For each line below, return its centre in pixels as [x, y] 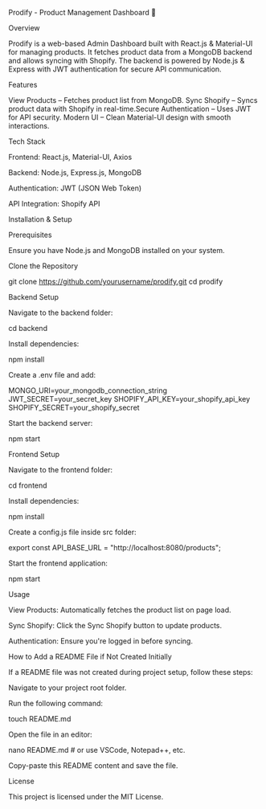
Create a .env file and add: [52, 375]
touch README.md [40, 719]
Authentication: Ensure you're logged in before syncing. [100, 641]
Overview [24, 28]
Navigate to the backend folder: [61, 313]
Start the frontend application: [58, 563]
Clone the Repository [43, 266]
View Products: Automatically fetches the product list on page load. [120, 610]
